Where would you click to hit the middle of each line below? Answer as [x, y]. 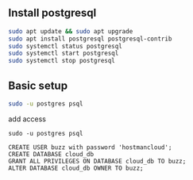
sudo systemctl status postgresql [66, 46]
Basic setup [38, 85]
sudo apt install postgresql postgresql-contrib [90, 39]
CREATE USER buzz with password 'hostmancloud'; [90, 147]
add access [27, 119]
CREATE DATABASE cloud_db [51, 154]
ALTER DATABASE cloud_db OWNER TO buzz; [76, 168]
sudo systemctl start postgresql [64, 54]
